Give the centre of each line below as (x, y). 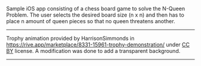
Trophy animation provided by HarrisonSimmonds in (70, 38)
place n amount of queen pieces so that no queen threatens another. (91, 21)
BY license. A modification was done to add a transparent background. (93, 51)
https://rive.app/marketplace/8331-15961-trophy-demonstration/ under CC (98, 45)
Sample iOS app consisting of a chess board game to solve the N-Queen (96, 9)
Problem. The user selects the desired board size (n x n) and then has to (95, 15)
